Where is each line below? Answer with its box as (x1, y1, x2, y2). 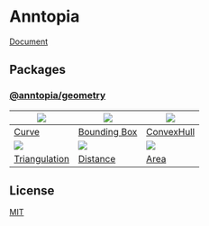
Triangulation (14, 152, 70, 165)
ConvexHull (145, 125, 195, 138)
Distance (77, 152, 116, 165)
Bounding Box (77, 125, 138, 138)
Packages (9, 62, 66, 77)
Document (9, 36, 49, 47)
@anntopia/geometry (9, 89, 106, 102)
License (9, 183, 55, 199)
